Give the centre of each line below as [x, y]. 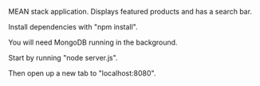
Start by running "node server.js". [63, 58]
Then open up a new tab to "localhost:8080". [82, 73]
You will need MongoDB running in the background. [93, 42]
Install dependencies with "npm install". [73, 27]
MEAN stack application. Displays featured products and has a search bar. [130, 12]
